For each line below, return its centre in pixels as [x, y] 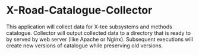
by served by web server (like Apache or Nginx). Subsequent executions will [99, 39]
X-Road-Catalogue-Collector [79, 10]
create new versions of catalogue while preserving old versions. [85, 46]
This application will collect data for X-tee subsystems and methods [89, 27]
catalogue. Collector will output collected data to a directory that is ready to [99, 33]
